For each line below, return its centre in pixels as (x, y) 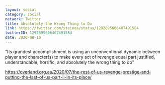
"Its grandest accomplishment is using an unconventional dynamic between (83, 51)
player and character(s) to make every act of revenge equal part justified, (80, 57)
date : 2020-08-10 (23, 38)
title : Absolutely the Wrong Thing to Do (49, 24)
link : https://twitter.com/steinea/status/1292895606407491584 (72, 28)
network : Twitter (23, 19)
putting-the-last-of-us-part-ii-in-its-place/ (48, 77)
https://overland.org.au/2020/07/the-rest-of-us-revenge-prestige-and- (78, 72)
